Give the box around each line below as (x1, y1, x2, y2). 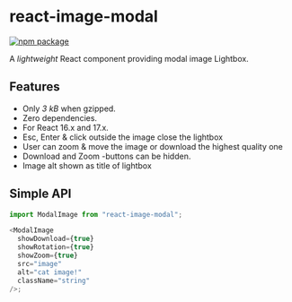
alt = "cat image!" (17, 267, 83, 277)
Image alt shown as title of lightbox (22, 160, 153, 171)
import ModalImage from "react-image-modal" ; (9, 210, 182, 219)
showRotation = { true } (17, 243, 94, 252)
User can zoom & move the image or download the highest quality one (22, 141, 283, 151)
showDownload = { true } (17, 235, 94, 244)
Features (9, 79, 60, 95)
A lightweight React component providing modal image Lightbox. (9, 53, 249, 64)
